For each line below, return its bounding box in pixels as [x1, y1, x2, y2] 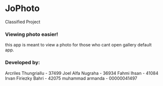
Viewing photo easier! [5, 31, 58, 38]
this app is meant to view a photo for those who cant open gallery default [5, 42, 152, 48]
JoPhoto [5, 3, 40, 14]
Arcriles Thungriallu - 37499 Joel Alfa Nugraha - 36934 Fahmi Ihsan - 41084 [5, 70, 159, 76]
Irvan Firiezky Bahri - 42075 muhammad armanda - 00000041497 [5, 75, 138, 81]
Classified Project [5, 19, 40, 25]
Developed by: [5, 59, 40, 66]
